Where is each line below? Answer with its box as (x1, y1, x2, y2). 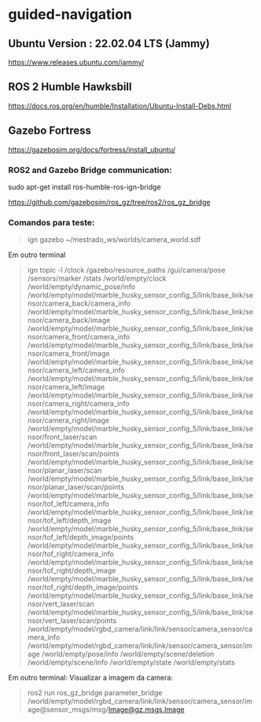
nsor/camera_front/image (27, 349, 110, 358)
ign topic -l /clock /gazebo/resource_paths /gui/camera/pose (27, 266, 226, 275)
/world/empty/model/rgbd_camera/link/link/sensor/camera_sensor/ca (27, 625, 253, 634)
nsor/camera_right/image (27, 416, 110, 425)
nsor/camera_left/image (27, 383, 105, 392)
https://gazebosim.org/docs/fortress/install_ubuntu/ (8, 145, 175, 154)
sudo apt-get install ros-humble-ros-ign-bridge (8, 182, 161, 192)
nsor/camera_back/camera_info (27, 299, 131, 308)
